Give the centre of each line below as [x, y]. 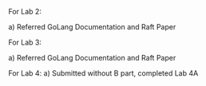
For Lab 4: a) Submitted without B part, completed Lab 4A [103, 73]
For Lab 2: [25, 12]
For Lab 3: [25, 42]
